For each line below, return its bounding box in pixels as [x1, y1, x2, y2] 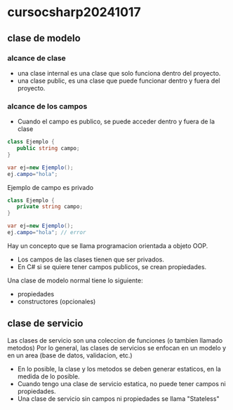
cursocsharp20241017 [7, 4, 142, 20]
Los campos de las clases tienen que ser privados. [17, 255, 165, 264]
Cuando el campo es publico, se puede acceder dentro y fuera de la [17, 117, 215, 126]
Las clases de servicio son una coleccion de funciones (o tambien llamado [7, 336, 223, 344]
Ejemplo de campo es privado [7, 183, 93, 191]
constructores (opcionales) [17, 297, 96, 306]
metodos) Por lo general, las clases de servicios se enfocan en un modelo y [7, 343, 227, 352]
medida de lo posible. [17, 372, 80, 381]
